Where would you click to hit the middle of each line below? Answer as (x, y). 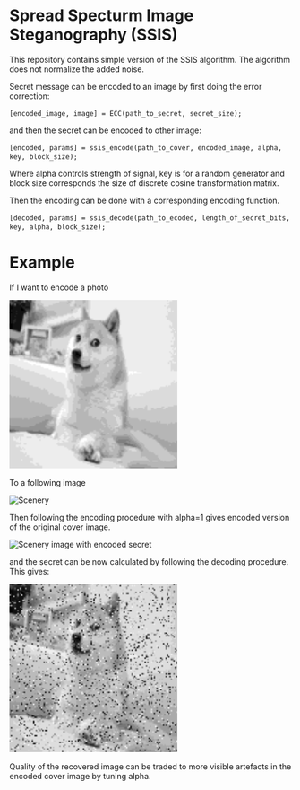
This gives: (30, 571)
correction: (30, 96)
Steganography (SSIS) (94, 35)
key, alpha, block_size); (57, 227)
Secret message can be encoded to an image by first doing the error (136, 86)
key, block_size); (43, 157)
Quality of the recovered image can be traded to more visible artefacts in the (150, 766)
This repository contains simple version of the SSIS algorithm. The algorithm (150, 59)
